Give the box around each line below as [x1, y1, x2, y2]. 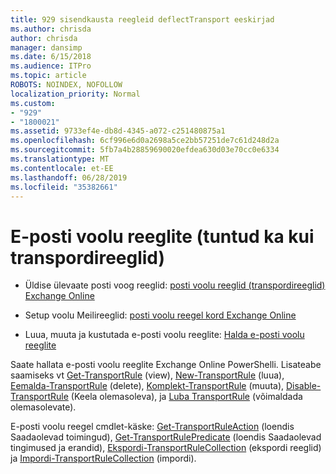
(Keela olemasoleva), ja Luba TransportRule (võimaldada [70, 391, 303, 403]
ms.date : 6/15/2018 [10, 52, 92, 62]
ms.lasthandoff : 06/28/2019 [10, 172, 128, 183]
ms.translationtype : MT [10, 154, 110, 164]
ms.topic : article [10, 71, 87, 81]
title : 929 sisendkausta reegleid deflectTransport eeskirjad [10, 14, 275, 25]
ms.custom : [10, 98, 56, 108]
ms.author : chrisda [10, 24, 92, 34]
